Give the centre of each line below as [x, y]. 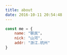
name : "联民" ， [29, 34]
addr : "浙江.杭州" [32, 43]
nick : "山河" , [28, 38]
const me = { [19, 29]
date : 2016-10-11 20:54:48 [34, 15]
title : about [19, 10]
